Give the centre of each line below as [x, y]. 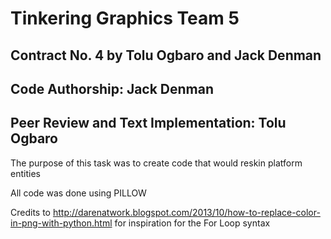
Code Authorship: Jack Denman [112, 88]
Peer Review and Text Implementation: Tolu [148, 123]
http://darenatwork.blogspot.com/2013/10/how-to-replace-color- [186, 212]
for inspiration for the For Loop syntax [192, 223]
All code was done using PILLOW [78, 193]
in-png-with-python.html [61, 223]
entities [25, 173]
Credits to [30, 212]
